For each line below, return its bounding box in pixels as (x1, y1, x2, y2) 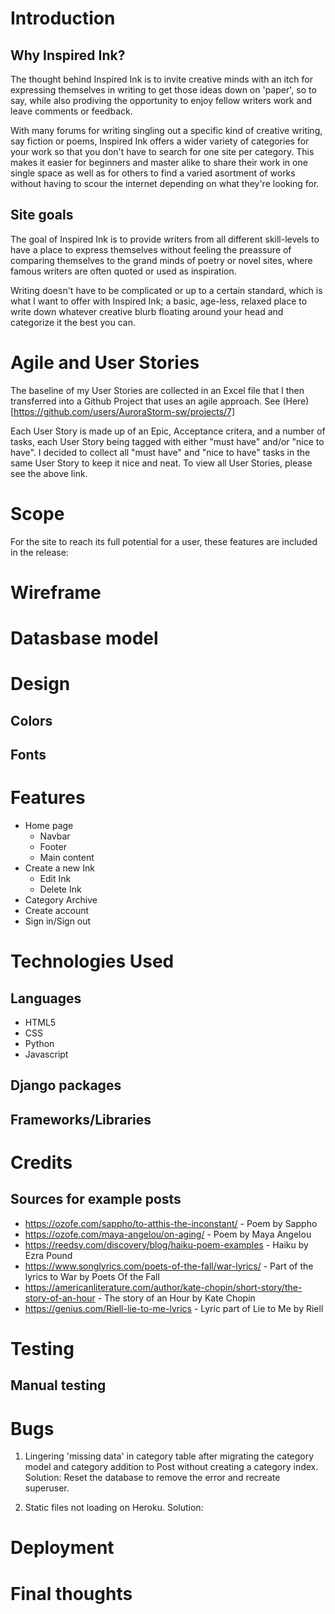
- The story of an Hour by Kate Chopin (97, 1292, 256, 1304)
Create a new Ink (24, 862, 95, 874)
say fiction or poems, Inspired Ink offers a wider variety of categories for (10, 135, 310, 147)
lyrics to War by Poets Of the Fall (24, 1270, 160, 1282)
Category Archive (24, 893, 98, 906)
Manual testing (10, 1377, 107, 1394)
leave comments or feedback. (10, 105, 133, 117)
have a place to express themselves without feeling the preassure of (10, 243, 292, 256)
